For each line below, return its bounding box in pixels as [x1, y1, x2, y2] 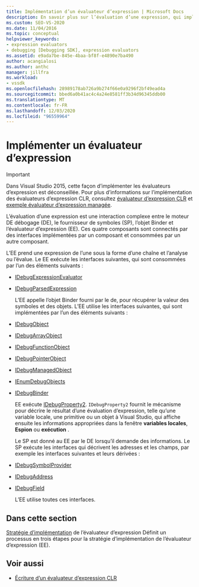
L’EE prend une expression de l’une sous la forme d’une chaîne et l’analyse [6, 249, 188, 256]
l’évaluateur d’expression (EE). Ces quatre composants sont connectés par [6, 226, 188, 233]
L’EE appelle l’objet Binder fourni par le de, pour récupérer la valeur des [14, 297, 190, 304]
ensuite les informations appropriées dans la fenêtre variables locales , [14, 420, 188, 427]
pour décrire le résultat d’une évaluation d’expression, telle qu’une [14, 407, 176, 415]
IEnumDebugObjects [14, 378, 66, 385]
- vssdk [6, 81, 25, 86]
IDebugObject [14, 320, 49, 328]
